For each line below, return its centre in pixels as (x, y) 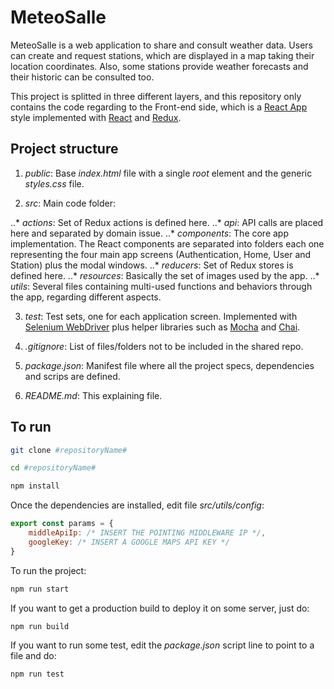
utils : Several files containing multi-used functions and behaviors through (161, 286)
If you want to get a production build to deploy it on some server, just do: (160, 608)
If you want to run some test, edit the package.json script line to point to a (162, 645)
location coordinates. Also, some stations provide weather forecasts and (159, 66)
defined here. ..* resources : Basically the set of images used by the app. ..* (165, 275)
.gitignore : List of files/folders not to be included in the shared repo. (164, 346)
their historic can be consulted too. (82, 77)
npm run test (37, 674)
